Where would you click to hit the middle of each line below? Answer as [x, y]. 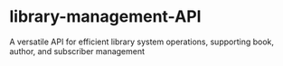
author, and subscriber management [77, 51]
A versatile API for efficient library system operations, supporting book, [141, 42]
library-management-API [105, 17]
